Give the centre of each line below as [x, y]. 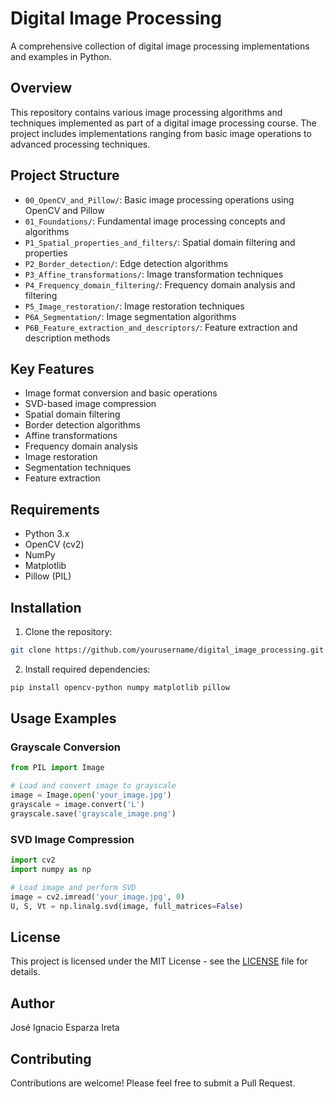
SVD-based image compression [90, 404]
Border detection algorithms [82, 425]
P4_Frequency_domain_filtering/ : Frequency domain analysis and [160, 284]
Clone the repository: [68, 631]
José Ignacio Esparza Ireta [65, 1028]
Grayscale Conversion [66, 747]
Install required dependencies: [87, 669]
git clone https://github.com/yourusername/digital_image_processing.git [167, 650]
